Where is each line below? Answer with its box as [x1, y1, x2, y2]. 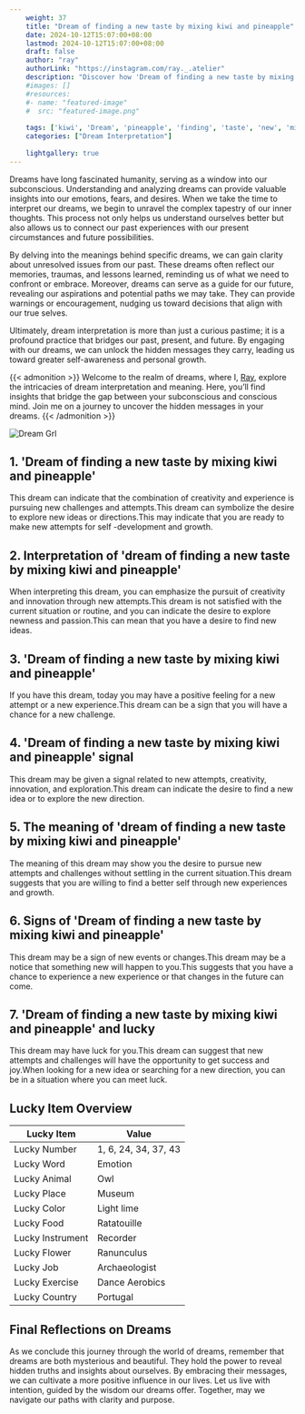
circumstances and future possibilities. [9, 231, 154, 242]
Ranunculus [96, 1247, 148, 1259]
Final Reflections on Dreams [9, 1321, 172, 1338]
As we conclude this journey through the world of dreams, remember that [9, 1346, 284, 1357]
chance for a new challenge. [9, 709, 116, 720]
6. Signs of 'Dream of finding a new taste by [9, 914, 261, 929]
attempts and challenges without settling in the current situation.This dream [9, 867, 292, 878]
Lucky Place [14, 1187, 66, 1200]
